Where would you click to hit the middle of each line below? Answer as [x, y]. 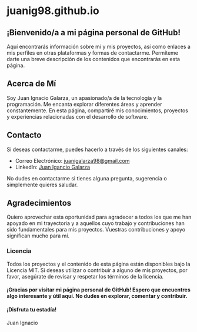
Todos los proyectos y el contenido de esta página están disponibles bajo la [98, 264]
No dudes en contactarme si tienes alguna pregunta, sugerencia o [87, 178]
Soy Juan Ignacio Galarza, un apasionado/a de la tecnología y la [84, 98]
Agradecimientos [39, 203]
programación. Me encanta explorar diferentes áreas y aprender [84, 104]
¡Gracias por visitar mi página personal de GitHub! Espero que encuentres [98, 290]
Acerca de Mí [31, 84]
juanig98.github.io [53, 11]
